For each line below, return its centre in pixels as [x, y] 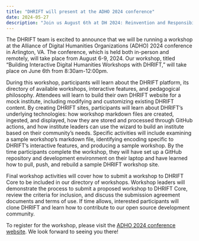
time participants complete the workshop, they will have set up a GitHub [94, 152]
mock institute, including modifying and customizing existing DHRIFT [90, 102]
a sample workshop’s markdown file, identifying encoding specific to [90, 139]
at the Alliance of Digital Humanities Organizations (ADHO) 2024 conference [99, 46]
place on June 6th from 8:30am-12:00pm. [57, 71]
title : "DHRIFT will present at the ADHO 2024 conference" [81, 12]
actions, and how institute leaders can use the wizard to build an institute [95, 127]
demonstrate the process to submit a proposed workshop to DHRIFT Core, [97, 189]
